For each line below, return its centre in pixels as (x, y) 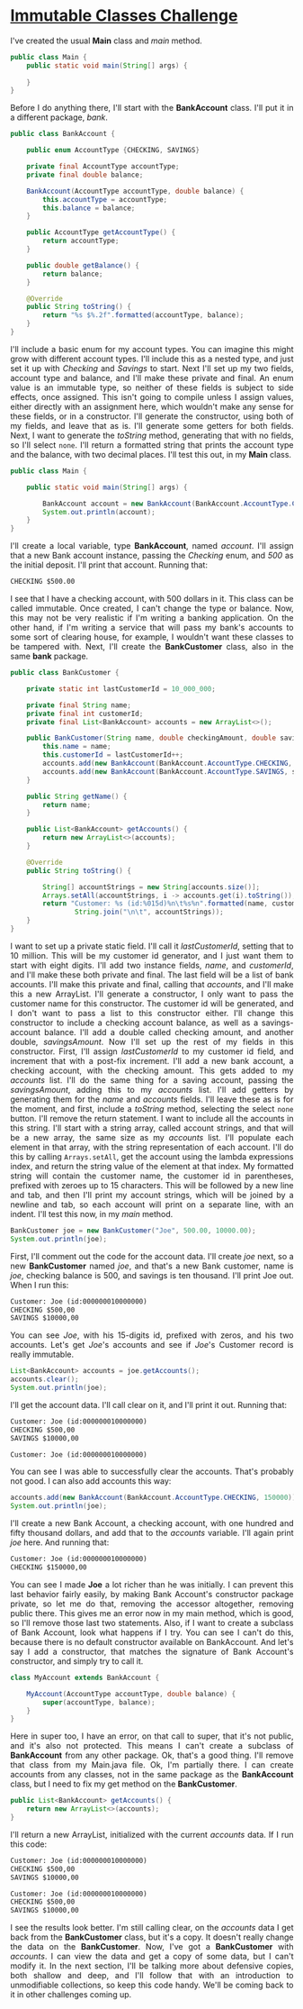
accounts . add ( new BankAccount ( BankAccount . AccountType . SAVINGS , (165, 771)
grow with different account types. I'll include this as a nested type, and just (152, 359)
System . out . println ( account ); (99, 512)
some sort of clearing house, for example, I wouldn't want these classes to (152, 637)
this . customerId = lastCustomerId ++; (113, 755)
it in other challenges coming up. (71, 1995)
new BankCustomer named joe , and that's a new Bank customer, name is (152, 1266)
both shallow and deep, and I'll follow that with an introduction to (152, 1976)
